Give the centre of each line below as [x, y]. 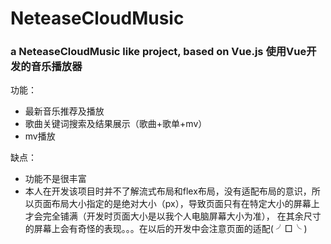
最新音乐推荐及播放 [64, 111]
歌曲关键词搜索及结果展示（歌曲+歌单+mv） [116, 124]
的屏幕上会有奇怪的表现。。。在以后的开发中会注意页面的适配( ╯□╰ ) [166, 229]
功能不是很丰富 [55, 179]
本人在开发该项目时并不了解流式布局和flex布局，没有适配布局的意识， [168, 191]
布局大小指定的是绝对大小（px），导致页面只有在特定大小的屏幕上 [185, 204]
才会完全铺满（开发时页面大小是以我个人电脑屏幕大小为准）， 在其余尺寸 [173, 216]
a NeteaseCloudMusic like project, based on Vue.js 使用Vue [158, 52]
